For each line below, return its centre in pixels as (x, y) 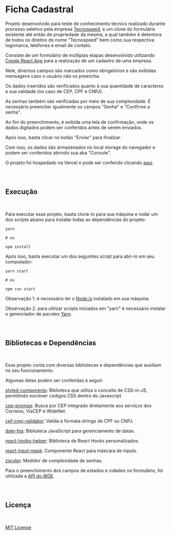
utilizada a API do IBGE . (30, 476)
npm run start (20, 289)
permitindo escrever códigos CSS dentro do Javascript (63, 396)
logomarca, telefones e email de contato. (48, 45)
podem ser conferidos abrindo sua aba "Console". (58, 152)
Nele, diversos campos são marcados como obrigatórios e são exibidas (81, 71)
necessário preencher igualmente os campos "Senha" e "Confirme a (78, 106)
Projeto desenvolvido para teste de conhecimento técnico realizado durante (85, 24)
